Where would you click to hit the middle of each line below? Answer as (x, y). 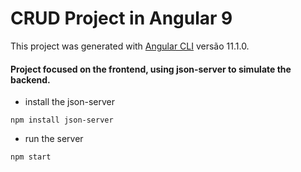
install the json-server (69, 102)
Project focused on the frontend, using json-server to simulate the (151, 69)
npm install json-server (62, 120)
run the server (54, 139)
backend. (30, 79)
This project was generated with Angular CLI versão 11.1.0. (130, 46)
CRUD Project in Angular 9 (121, 18)
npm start (31, 157)
